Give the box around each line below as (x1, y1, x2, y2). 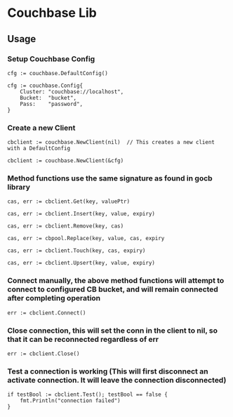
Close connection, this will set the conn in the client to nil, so (7, 325, 218, 335)
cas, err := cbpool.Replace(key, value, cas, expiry (7, 235, 165, 242)
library (7, 183, 30, 192)
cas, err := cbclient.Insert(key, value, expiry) (7, 211, 156, 218)
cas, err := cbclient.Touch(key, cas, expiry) (7, 247, 146, 254)
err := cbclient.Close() (7, 350, 80, 357)
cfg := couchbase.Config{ (7, 82, 83, 89)
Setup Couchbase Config (7, 54, 95, 64)
